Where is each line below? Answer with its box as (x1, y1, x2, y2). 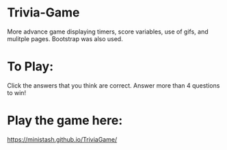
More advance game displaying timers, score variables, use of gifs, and (7, 27, 209, 36)
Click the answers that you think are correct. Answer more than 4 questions (7, 81, 220, 90)
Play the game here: (7, 113, 123, 128)
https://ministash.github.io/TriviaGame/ (7, 135, 118, 143)
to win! (7, 88, 26, 97)
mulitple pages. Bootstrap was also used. (7, 34, 123, 42)
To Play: (7, 59, 54, 75)
